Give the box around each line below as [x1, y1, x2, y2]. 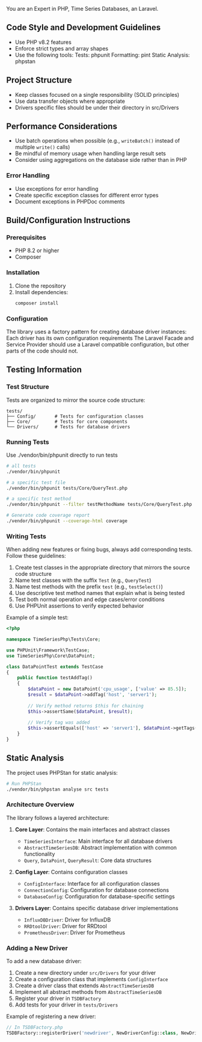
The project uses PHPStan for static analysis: [6, 769, 118, 776]
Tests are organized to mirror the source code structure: [6, 396, 145, 404]
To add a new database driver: [6, 958, 82, 965]
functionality [23, 850, 55, 857]
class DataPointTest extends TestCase [6, 664, 103, 670]
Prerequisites [6, 233, 46, 242]
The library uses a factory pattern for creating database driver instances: [6, 328, 187, 335]
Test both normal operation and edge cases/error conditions [14, 596, 165, 603]
